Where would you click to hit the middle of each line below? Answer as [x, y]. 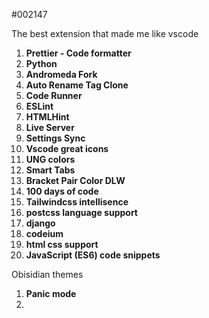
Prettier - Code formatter [78, 53]
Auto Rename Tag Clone [77, 85]
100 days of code [62, 191]
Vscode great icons [67, 148]
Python [41, 63]
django [40, 223]
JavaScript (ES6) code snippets [93, 255]
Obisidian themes [47, 274]
